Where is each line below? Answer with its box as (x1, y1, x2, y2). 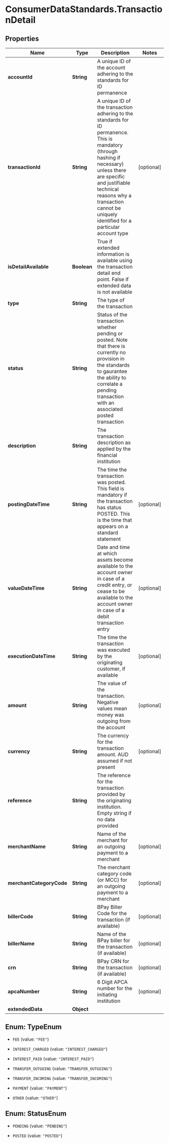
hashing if (97, 154, 121, 161)
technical (97, 186, 119, 193)
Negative (97, 699, 119, 705)
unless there (97, 167, 127, 173)
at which (97, 550, 117, 557)
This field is (97, 485, 124, 492)
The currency (97, 732, 129, 739)
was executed (97, 646, 130, 653)
